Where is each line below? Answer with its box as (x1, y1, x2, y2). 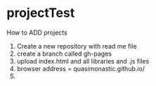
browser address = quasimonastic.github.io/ (16, 64, 145, 73)
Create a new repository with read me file (16, 42, 138, 50)
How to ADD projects (6, 28, 67, 37)
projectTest (6, 5, 75, 21)
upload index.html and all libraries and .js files (16, 56, 150, 65)
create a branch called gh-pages (16, 49, 112, 58)
